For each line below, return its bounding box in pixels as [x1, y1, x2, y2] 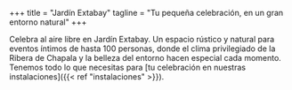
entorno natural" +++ [9, 17, 87, 27]
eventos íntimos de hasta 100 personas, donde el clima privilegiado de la [9, 43, 276, 54]
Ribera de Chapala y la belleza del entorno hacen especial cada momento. [9, 53, 282, 63]
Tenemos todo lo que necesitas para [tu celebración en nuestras [9, 62, 247, 72]
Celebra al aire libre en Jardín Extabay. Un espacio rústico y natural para [9, 34, 275, 44]
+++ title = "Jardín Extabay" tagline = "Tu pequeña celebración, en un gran [9, 8, 284, 18]
